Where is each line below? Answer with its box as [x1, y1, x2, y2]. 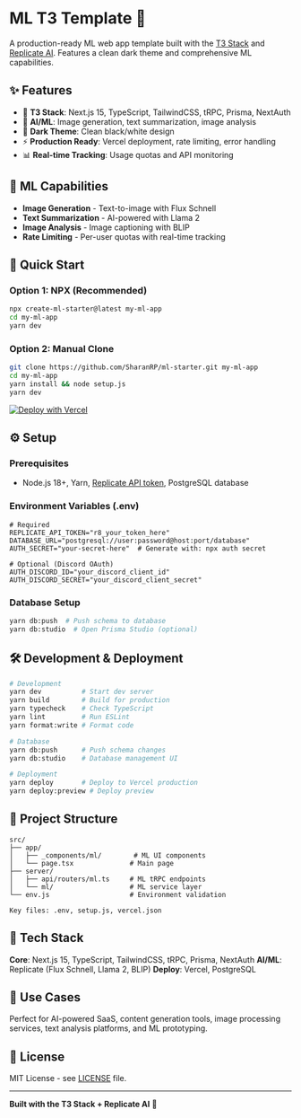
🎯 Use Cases [9, 990, 82, 1005]
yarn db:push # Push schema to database [9, 616, 167, 625]
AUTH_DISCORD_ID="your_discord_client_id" [9, 568, 170, 577]
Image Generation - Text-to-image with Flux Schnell [21, 202, 217, 214]
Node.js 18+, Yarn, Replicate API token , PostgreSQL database [21, 478, 249, 489]
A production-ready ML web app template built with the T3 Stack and [9, 38, 266, 48]
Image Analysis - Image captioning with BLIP [21, 222, 190, 233]
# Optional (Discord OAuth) [9, 559, 115, 568]
